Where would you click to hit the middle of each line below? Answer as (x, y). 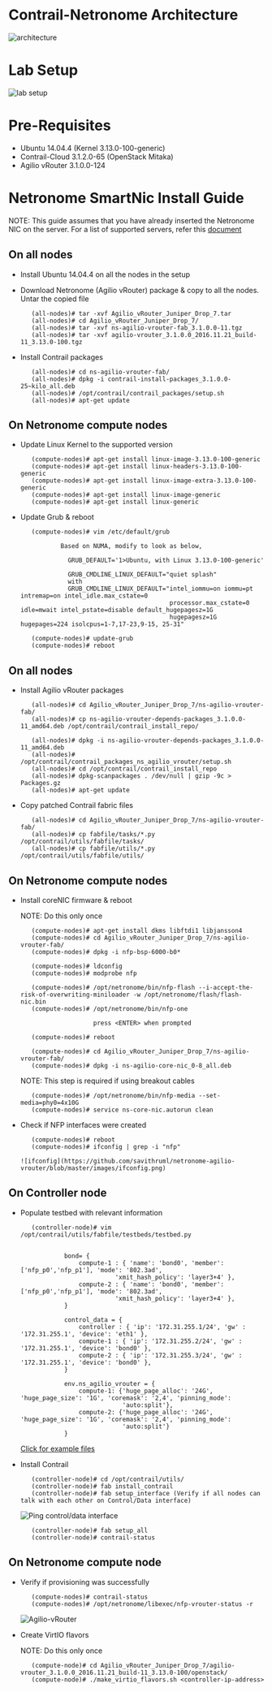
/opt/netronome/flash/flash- (193, 995)
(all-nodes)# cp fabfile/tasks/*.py (93, 835)
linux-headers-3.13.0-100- (197, 467)
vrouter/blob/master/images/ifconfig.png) (93, 1168)
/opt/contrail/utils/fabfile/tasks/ (82, 842)
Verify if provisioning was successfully (85, 1582)
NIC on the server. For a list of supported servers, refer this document (125, 229)
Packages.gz (40, 783)
